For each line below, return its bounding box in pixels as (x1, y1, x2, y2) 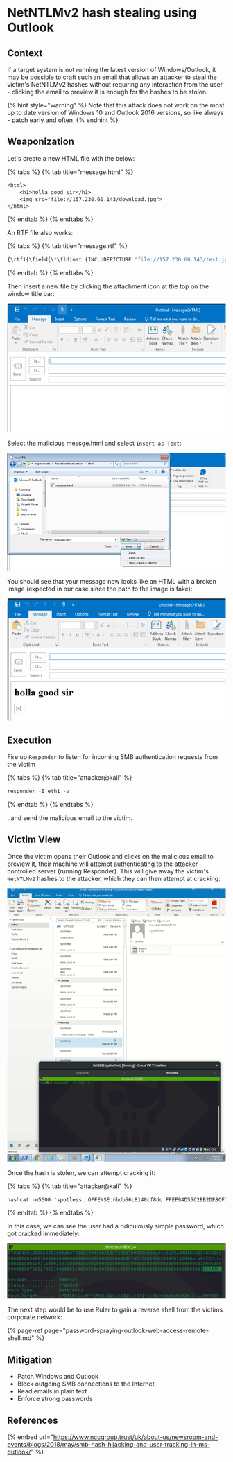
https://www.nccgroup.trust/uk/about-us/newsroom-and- (53, 1433, 218, 1441)
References (7, 1414, 58, 1426)
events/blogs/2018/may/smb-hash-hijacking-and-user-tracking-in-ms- (7, 1440, 210, 1448)
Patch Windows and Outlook (17, 1373, 99, 1381)
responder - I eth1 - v (7, 787, 70, 794)
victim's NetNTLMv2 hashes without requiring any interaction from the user (7, 80, 223, 88)
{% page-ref (7, 1326, 43, 1335)
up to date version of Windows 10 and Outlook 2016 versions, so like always (7, 109, 224, 116)
